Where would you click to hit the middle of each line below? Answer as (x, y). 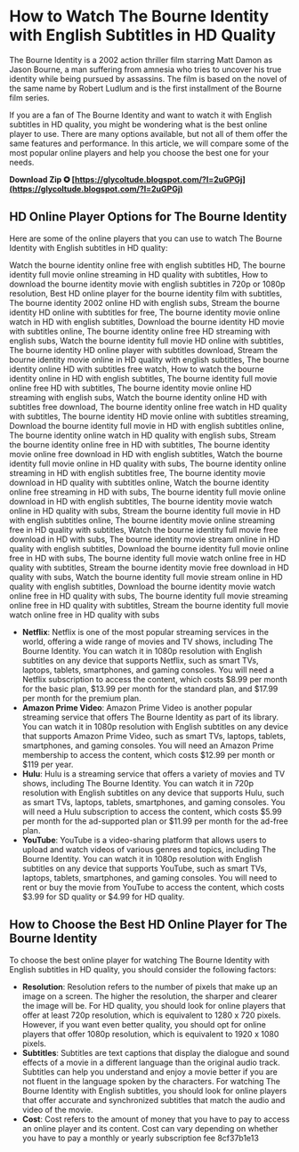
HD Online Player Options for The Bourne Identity (148, 217)
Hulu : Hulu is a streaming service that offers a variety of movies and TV (154, 773)
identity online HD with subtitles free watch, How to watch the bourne (137, 369)
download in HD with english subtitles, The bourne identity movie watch (141, 501)
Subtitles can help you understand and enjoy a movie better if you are (149, 1071)
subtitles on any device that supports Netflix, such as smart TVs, (140, 660)
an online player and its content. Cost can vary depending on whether (150, 1128)
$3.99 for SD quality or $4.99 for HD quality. (103, 897)
